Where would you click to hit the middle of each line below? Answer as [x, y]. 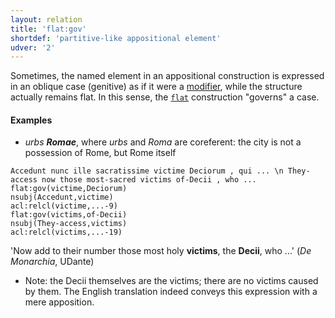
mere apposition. [59, 302]
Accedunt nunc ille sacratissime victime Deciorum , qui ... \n [147, 171]
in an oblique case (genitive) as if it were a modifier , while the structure [156, 87]
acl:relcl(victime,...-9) [64, 206]
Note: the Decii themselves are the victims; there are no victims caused [171, 281]
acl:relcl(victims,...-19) [66, 232]
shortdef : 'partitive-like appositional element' [116, 38]
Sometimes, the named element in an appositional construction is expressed [167, 76]
